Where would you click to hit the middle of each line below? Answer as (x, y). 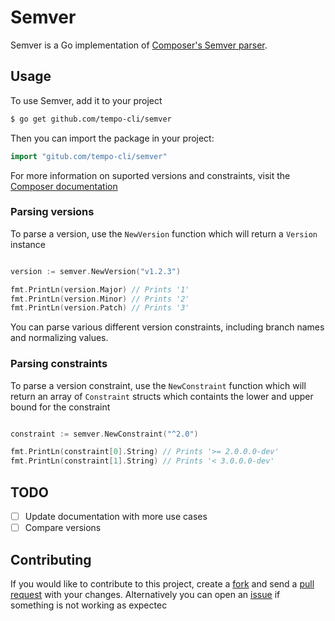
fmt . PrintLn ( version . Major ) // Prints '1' (100, 289)
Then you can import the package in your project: (112, 138)
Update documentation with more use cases (116, 517)
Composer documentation (64, 186)
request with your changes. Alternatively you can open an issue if (145, 594)
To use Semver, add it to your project (86, 100)
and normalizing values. (59, 338)
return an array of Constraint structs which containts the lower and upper (162, 396)
